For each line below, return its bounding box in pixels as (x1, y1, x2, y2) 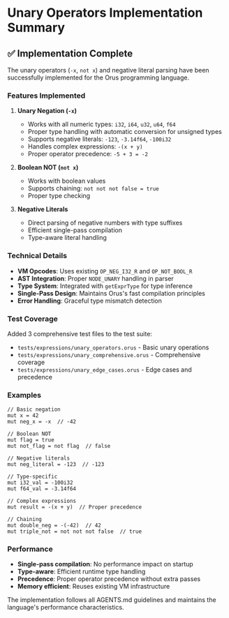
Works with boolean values (27, 176, 106, 186)
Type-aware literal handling (27, 234, 107, 242)
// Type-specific (7, 473, 58, 481)
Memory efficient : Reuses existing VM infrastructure (17, 582, 170, 591)
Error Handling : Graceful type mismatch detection (17, 296, 163, 305)
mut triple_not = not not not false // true (7, 528, 142, 535)
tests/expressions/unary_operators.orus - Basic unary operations (17, 343, 209, 352)
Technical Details (7, 251, 68, 261)
